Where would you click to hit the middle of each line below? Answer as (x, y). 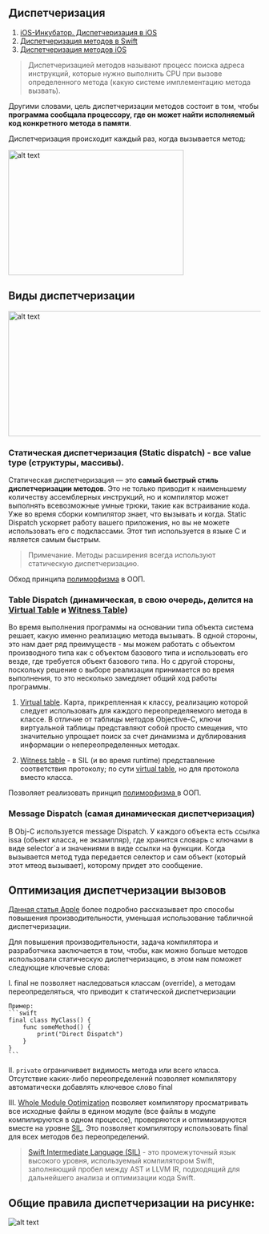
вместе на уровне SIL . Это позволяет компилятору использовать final (128, 1128)
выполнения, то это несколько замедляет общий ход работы (113, 678)
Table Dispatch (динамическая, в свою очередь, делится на (131, 600)
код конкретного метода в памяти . (70, 123)
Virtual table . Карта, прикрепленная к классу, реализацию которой (134, 702)
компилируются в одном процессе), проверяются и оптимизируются (127, 1119)
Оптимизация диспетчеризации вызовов (117, 890)
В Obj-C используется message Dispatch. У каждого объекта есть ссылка (134, 831)
